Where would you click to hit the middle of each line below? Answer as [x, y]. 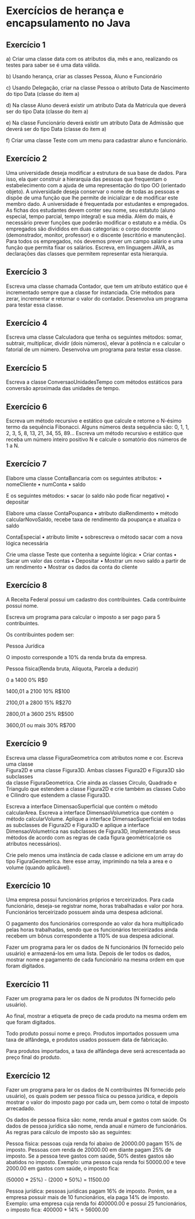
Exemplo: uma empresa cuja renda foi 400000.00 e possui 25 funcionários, [97, 1203]
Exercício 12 [28, 1075]
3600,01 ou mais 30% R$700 [41, 725]
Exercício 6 [27, 407]
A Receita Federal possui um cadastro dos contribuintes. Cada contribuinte [96, 599]
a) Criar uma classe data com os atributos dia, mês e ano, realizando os [92, 59]
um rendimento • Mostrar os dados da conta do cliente [72, 567]
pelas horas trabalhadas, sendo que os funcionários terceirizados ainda [92, 930]
